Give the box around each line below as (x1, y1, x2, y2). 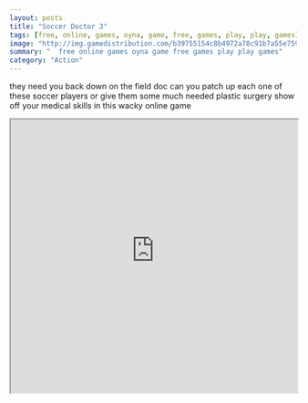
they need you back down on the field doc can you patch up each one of (9, 81, 282, 91)
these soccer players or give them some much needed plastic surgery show (9, 90, 295, 101)
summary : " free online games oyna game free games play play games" (9, 47, 283, 57)
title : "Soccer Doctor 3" (9, 22, 108, 31)
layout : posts (9, 13, 64, 23)
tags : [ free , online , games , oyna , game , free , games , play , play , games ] (9, 30, 300, 39)
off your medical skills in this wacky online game (9, 100, 191, 110)
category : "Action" (9, 56, 84, 65)
